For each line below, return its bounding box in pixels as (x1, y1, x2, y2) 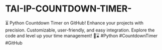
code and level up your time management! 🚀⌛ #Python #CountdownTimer (5, 32, 158, 38)
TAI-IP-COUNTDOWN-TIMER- (5, 3, 132, 14)
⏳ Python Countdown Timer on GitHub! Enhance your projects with (5, 19, 144, 25)
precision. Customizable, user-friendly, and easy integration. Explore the (5, 27, 155, 33)
